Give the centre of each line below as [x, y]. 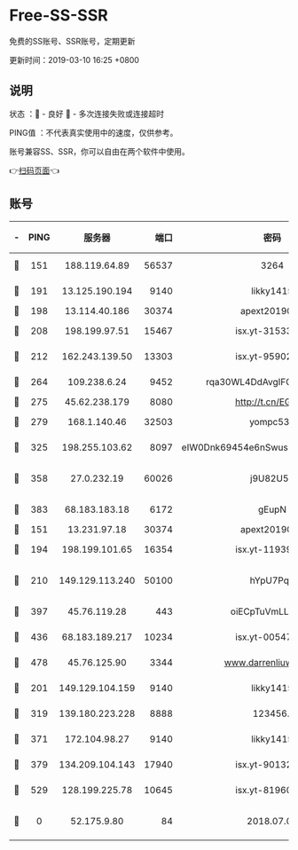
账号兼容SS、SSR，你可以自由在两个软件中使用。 [99, 151]
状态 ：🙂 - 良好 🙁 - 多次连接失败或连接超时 [86, 114]
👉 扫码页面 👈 [35, 170]
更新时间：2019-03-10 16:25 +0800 [74, 59]
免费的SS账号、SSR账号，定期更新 [72, 41]
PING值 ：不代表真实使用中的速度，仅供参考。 [94, 132]
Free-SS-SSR [59, 16]
